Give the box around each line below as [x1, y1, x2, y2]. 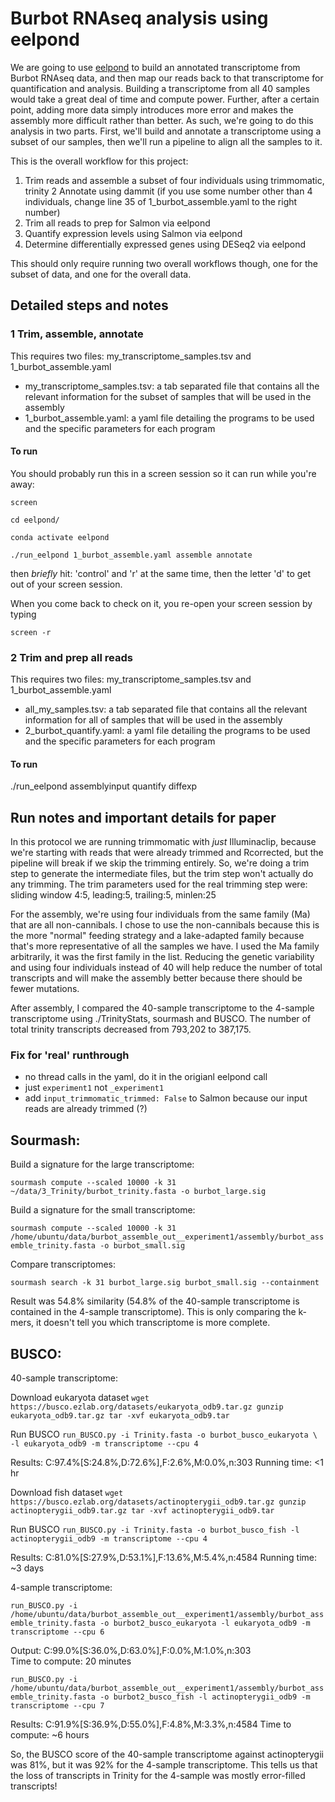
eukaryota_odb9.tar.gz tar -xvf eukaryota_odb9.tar [10, 1411, 230, 1421]
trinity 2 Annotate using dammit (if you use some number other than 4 [24, 185, 313, 197]
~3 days [10, 1562, 45, 1574]
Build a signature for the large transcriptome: [10, 1158, 195, 1171]
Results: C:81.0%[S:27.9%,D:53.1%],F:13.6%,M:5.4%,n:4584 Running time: [10, 1552, 317, 1564]
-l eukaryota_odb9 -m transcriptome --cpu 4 [10, 1439, 199, 1449]
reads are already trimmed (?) [24, 1103, 148, 1115]
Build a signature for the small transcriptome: [10, 1204, 196, 1216]
